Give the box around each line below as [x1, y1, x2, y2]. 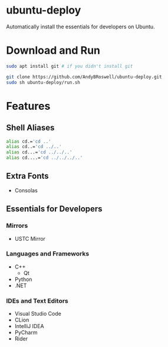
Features [6, 99, 51, 113]
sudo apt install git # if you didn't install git [6, 63, 133, 69]
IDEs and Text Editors [6, 296, 69, 305]
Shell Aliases [6, 123, 55, 133]
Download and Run [6, 44, 101, 57]
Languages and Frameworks [6, 250, 90, 258]
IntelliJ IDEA [14, 323, 44, 330]
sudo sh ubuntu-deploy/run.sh [6, 79, 81, 86]
